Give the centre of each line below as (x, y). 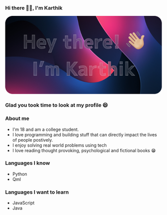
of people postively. (33, 140)
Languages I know (28, 163)
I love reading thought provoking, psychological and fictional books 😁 (84, 150)
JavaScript (23, 203)
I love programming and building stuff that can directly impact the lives (85, 134)
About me (17, 118)
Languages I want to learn (37, 192)
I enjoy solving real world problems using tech (59, 145)
